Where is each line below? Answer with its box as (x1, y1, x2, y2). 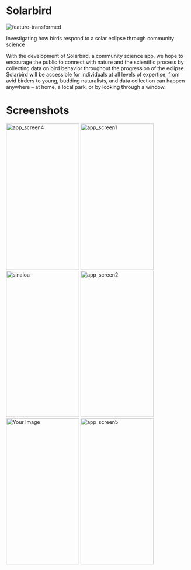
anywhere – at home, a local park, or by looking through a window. (6, 83, 166, 90)
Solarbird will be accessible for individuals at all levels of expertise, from (6, 71, 180, 78)
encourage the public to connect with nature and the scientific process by (6, 58, 184, 65)
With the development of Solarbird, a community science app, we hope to (6, 52, 183, 59)
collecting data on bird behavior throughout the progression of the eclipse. (6, 64, 186, 71)
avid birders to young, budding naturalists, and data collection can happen (6, 77, 185, 84)
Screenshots (6, 104, 70, 118)
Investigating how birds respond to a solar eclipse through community (6, 34, 174, 42)
